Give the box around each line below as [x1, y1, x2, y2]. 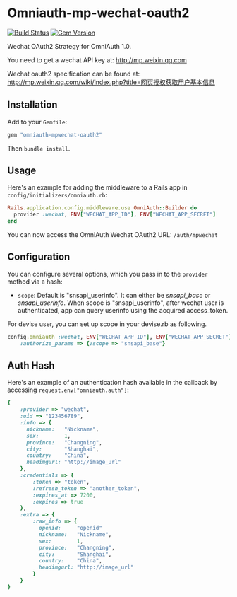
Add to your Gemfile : [7, 117, 68, 126]
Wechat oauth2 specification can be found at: [7, 69, 140, 78]
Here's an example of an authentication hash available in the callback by [7, 378, 217, 387]
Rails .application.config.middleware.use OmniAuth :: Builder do [7, 204, 197, 211]
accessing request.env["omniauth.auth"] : [7, 386, 129, 394]
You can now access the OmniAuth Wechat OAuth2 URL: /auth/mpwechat [7, 231, 219, 239]
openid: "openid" [38, 525, 102, 532]
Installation [7, 99, 58, 111]
